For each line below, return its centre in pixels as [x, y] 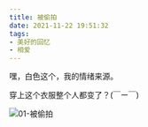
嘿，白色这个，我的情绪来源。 [63, 77]
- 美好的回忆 [30, 42]
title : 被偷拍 [33, 17]
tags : [19, 34]
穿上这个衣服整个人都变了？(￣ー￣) [74, 95]
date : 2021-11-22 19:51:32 [59, 26]
